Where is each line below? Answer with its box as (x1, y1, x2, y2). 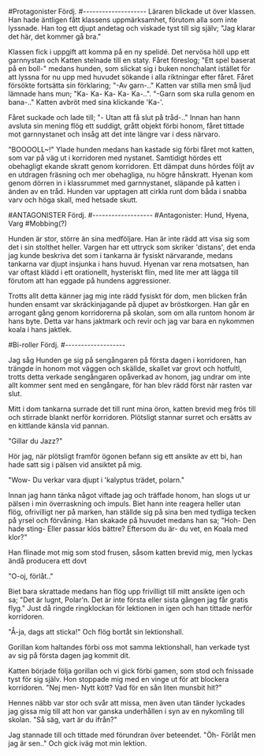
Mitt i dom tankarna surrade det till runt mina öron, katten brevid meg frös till (8, 404, 256, 414)
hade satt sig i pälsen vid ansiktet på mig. (8, 460, 143, 469)
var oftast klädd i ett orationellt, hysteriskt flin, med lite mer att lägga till (8, 268, 239, 277)
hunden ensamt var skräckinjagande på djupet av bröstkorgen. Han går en (8, 300, 250, 309)
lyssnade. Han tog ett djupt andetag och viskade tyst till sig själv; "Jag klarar (8, 24, 256, 32)
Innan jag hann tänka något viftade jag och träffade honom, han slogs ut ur (8, 491, 251, 500)
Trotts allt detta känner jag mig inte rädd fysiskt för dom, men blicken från (8, 291, 247, 301)
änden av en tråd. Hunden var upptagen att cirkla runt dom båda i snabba (8, 187, 247, 196)
